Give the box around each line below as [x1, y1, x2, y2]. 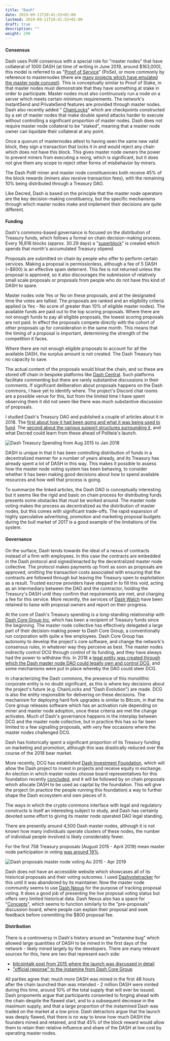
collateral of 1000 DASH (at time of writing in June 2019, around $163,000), [5, 64, 162, 70]
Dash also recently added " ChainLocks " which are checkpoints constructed [5, 107, 165, 113]
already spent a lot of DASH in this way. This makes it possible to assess [5, 461, 157, 467]
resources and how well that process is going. [5, 477, 101, 483]
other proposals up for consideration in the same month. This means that [5, 325, 158, 331]
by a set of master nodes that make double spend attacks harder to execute [5, 112, 164, 118]
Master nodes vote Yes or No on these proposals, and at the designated [5, 292, 156, 299]
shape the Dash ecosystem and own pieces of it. [5, 792, 108, 798]
